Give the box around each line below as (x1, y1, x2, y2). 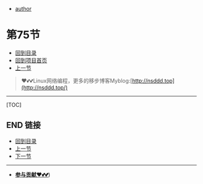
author (14, 5, 32, 12)
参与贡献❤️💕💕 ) (14, 171, 51, 178)
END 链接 (6, 120, 41, 130)
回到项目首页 (14, 57, 47, 64)
